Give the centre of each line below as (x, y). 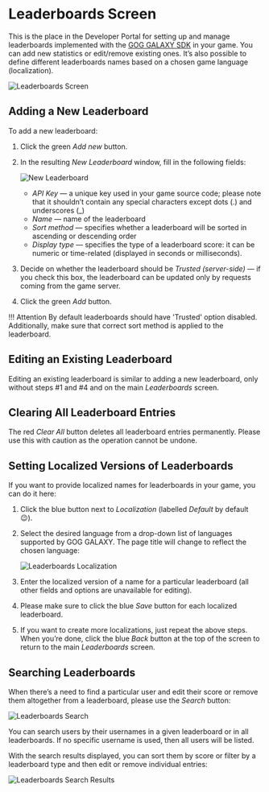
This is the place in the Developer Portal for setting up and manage (119, 36)
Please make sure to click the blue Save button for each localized (128, 606)
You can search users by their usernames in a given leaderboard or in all (128, 732)
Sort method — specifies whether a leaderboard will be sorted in (139, 227)
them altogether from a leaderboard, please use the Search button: (120, 700)
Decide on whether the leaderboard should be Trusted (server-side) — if (140, 268)
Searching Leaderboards (72, 672)
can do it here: (32, 494)
